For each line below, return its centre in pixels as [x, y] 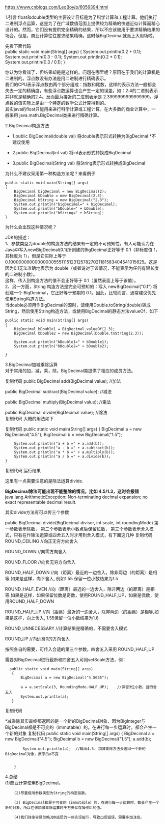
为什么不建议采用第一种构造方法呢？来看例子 [50, 173]
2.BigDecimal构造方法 [27, 126]
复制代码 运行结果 [23, 470]
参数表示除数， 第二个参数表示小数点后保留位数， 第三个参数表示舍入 [79, 529]
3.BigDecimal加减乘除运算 [31, 365]
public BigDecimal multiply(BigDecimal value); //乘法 [58, 402]
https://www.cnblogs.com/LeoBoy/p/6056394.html [57, 7]
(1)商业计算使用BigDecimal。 [34, 783]
